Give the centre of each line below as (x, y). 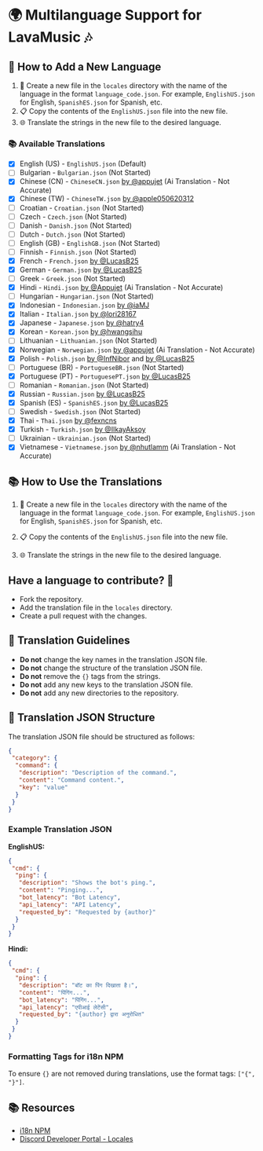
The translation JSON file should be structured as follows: (101, 736)
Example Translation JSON (60, 830)
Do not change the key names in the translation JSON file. (113, 659)
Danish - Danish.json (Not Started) (75, 225)
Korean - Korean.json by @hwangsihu (81, 332)
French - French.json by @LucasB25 (79, 261)
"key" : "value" (43, 787)
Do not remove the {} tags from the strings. (90, 676)
